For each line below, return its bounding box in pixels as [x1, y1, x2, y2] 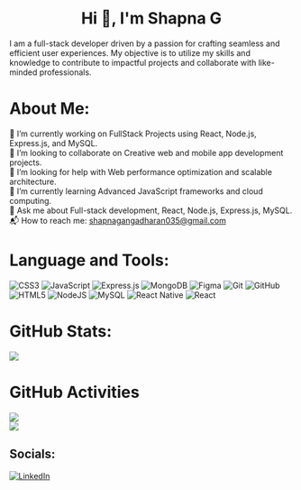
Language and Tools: [9, 250, 169, 271]
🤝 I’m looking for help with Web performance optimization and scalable [9, 166, 273, 177]
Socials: [9, 447, 56, 462]
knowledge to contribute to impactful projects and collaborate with [9, 57, 257, 68]
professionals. [39, 67, 92, 78]
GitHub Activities [9, 382, 140, 402]
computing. [9, 195, 52, 206]
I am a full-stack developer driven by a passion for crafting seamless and [9, 38, 281, 49]
